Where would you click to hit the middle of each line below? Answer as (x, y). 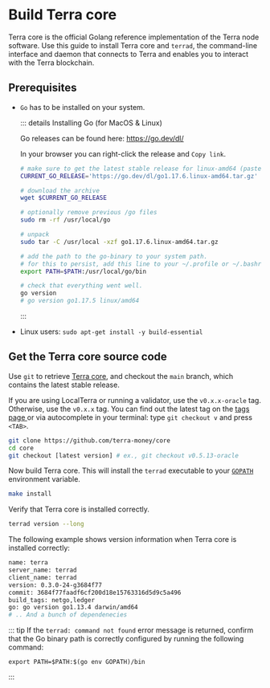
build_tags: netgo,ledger (51, 600)
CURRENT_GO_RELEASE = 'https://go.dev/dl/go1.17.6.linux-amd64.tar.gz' (139, 176)
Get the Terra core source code (88, 357)
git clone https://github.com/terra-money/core (90, 440)
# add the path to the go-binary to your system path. (114, 256)
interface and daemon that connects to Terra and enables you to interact (129, 54)
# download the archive (60, 190)
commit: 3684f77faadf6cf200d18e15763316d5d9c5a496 (95, 592)
